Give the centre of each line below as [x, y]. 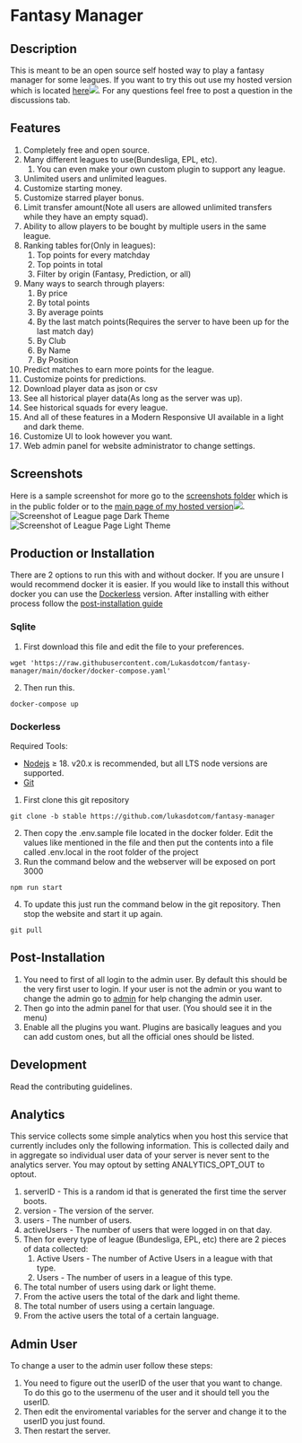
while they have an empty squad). [86, 216]
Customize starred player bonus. [83, 198]
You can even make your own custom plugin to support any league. [161, 169]
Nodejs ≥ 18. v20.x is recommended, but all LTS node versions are [145, 763]
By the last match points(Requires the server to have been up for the [163, 321]
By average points [70, 312]
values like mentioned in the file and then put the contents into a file [148, 843]
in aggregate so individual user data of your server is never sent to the [140, 1156]
